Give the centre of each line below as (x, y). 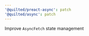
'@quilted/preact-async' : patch (38, 10)
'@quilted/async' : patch (30, 14)
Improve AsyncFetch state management (44, 28)
